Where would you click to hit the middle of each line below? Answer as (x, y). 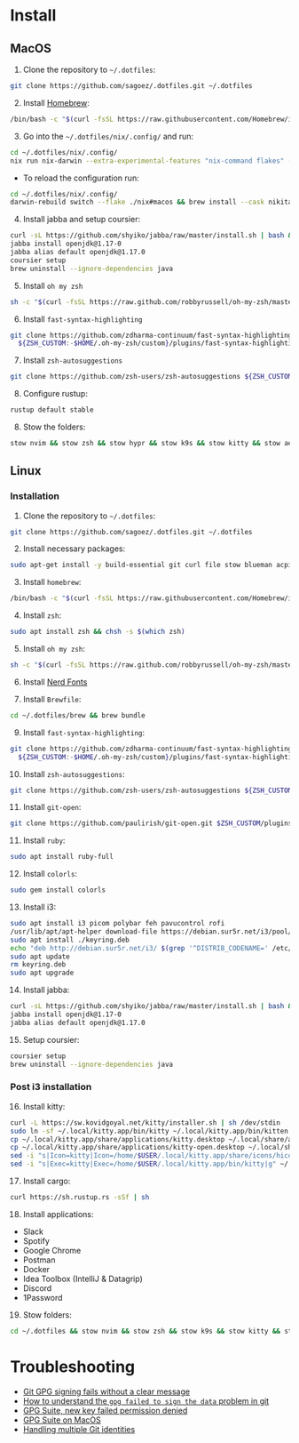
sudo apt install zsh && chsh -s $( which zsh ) (98, 632)
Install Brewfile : (52, 699)
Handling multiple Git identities (79, 1429)
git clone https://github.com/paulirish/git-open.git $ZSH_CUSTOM (135, 823)
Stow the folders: (54, 427)
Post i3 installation (51, 1087)
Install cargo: (47, 1181)
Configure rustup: (55, 394)
